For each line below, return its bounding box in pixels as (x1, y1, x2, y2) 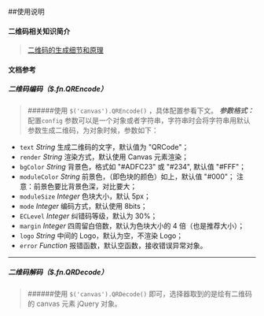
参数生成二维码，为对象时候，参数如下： (27, 125, 159, 135)
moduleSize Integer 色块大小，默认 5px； (19, 191, 151, 201)
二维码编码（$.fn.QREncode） (8, 84, 108, 94)
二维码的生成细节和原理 (27, 46, 104, 55)
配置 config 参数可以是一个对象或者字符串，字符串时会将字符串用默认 (27, 115, 251, 125)
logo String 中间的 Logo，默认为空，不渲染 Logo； (19, 231, 184, 240)
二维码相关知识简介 (8, 26, 71, 35)
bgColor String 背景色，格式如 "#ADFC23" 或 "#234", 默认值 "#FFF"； (19, 162, 246, 171)
